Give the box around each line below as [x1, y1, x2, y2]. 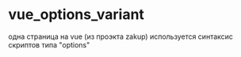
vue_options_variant [8, 6, 145, 24]
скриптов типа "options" [8, 40, 90, 49]
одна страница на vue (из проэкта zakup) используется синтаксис [8, 32, 234, 41]
